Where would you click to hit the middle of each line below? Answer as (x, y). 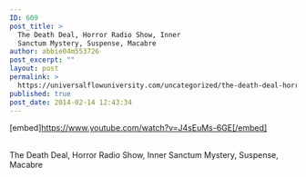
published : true (40, 93)
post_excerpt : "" (42, 60)
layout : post (34, 69)
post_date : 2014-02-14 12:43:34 (71, 102)
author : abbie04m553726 (55, 52)
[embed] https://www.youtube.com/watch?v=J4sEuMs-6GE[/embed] (138, 128)
